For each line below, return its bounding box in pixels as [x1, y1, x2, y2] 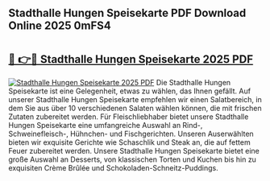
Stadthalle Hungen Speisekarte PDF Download [8, 6, 247, 20]
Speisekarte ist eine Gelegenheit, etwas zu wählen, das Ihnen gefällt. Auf [8, 86, 251, 96]
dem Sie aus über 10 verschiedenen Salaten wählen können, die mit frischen [8, 104, 262, 113]
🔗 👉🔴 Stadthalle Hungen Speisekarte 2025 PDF [8, 52, 254, 66]
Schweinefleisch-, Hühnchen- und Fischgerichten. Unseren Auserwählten [8, 129, 254, 138]
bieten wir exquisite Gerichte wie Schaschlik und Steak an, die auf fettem [8, 138, 251, 147]
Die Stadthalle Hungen [156, 78, 231, 87]
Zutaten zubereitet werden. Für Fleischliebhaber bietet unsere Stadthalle [8, 112, 249, 121]
